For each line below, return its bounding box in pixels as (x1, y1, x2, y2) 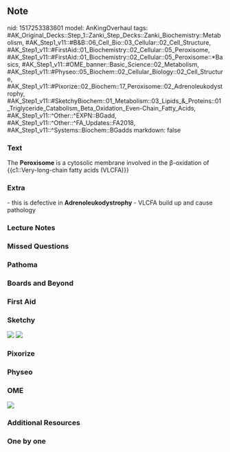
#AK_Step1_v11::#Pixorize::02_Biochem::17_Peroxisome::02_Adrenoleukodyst (7, 82, 223, 90)
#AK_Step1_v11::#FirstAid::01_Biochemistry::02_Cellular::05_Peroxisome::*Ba (7, 53, 223, 61)
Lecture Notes (7, 223, 56, 233)
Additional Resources (7, 418, 80, 428)
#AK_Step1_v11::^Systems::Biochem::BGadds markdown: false (7, 126, 181, 134)
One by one (7, 436, 47, 446)
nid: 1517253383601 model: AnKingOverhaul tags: (7, 23, 148, 32)
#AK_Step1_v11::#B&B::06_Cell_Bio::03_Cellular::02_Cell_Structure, (25, 38, 211, 47)
